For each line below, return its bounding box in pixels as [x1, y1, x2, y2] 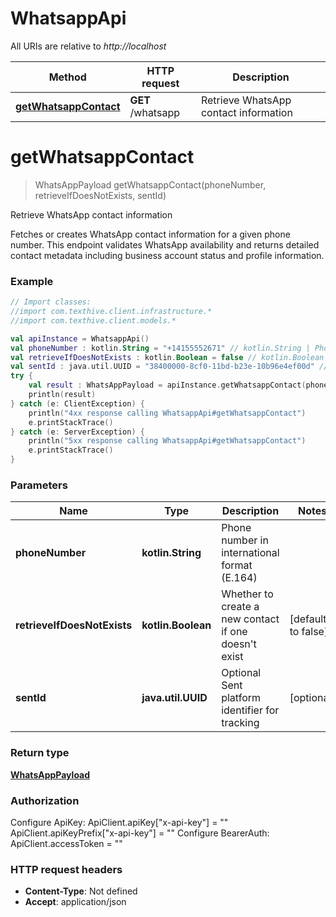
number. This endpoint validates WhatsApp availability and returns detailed [10, 238, 320, 251]
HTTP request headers [10, 862, 123, 876]
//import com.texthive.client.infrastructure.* [10, 307, 213, 317]
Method [48, 70, 87, 84]
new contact [221, 612, 280, 626]
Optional [221, 666, 262, 680]
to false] [289, 625, 329, 639]
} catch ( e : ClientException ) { [10, 398, 145, 409]
